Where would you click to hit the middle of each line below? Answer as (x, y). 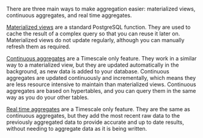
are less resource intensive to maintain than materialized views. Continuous (102, 84)
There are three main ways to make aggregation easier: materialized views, (101, 9)
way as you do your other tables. (48, 97)
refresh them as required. (38, 46)
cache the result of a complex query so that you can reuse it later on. (93, 34)
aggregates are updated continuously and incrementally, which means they (101, 78)
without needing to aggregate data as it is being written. (77, 129)
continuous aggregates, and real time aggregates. (69, 15)
